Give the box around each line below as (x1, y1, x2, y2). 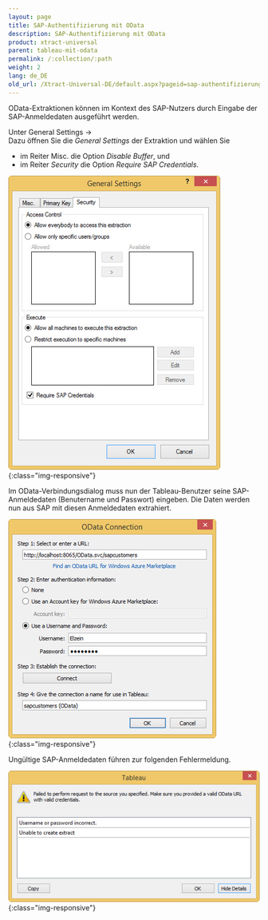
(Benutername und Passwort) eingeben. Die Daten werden (57, 494, 250, 504)
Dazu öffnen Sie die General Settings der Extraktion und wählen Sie (8, 136, 231, 145)
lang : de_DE (8, 72, 48, 80)
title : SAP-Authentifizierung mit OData (8, 21, 145, 30)
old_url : (8, 80, 37, 88)
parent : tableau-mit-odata (8, 46, 98, 55)
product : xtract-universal (8, 38, 98, 46)
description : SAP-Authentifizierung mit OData (8, 30, 166, 38)
